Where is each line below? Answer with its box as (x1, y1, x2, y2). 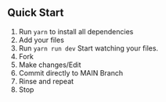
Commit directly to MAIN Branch (18, 68, 124, 77)
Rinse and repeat (18, 76, 74, 86)
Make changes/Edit (18, 60, 81, 69)
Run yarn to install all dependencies (18, 26, 134, 36)
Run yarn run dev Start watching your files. (18, 43, 158, 53)
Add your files (18, 35, 64, 44)
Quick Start (7, 6, 64, 19)
